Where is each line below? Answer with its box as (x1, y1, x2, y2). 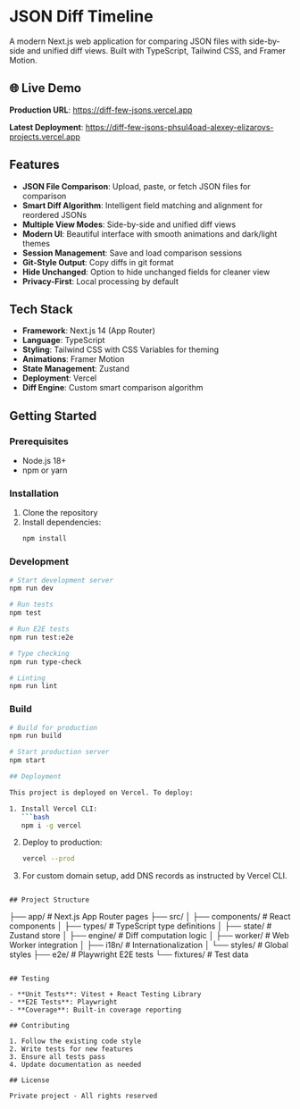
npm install (21, 534, 67, 543)
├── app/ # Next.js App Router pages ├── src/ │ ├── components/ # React (9, 912, 291, 922)
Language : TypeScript (21, 335, 105, 346)
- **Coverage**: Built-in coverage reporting (9, 1005, 181, 1015)
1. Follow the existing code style (9, 1037, 142, 1046)
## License (9, 1076, 50, 1085)
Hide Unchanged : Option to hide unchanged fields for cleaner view (21, 266, 271, 277)
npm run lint (9, 682, 58, 691)
